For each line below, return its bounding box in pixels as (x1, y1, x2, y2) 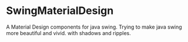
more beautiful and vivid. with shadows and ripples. (6, 29, 131, 36)
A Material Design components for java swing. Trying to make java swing (6, 23, 182, 30)
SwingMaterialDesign (6, 4, 114, 17)
